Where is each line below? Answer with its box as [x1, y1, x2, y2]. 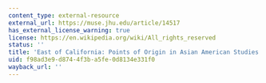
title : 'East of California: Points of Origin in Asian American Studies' [8, 48, 263, 56]
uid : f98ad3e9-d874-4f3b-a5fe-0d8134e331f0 [8, 56, 156, 64]
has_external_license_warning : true [8, 26, 130, 34]
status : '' [8, 41, 45, 49]
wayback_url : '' [8, 63, 62, 71]
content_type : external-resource [8, 11, 120, 20]
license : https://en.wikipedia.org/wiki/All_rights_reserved [8, 33, 216, 42]
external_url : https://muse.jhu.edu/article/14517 [8, 19, 181, 27]
